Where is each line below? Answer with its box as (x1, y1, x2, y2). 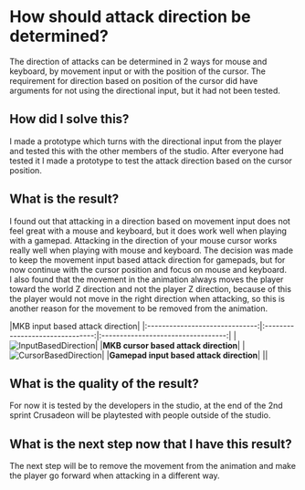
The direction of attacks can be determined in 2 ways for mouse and (9, 56, 268, 67)
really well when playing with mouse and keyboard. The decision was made (9, 245, 294, 255)
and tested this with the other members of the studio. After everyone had (9, 145, 285, 156)
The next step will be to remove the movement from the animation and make (9, 461, 297, 472)
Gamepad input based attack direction (109, 349, 258, 360)
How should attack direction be (9, 6, 251, 27)
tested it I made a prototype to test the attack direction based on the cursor (9, 155, 292, 166)
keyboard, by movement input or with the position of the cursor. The (9, 66, 267, 77)
